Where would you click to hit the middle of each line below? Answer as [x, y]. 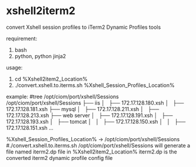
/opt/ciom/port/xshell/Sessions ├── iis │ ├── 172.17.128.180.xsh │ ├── [95, 103]
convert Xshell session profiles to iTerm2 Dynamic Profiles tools [84, 27]
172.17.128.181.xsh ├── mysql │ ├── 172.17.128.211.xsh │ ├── [83, 109]
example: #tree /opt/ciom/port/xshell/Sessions [62, 96]
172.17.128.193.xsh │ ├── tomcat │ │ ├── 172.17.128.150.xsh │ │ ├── [96, 121]
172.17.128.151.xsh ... [30, 128]
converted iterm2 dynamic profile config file [59, 158]
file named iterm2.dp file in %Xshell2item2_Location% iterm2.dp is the [92, 152]
